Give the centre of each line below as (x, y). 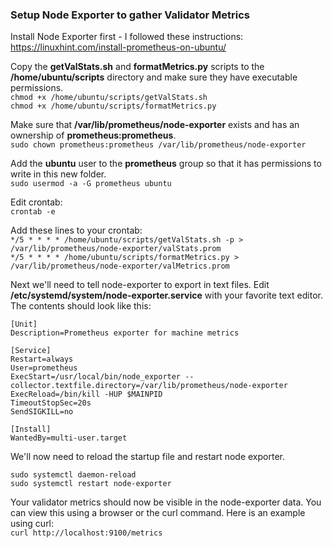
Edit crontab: (36, 202)
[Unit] (24, 324)
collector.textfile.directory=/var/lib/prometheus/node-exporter (149, 386)
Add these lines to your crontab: (76, 230)
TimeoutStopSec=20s (51, 403)
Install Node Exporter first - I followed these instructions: (127, 37)
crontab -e (33, 212)
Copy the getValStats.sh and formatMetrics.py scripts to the (137, 67)
